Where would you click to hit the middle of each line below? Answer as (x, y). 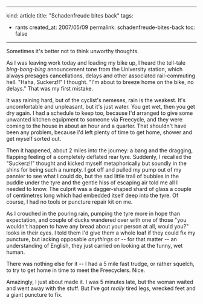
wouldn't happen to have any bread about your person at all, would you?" (98, 226)
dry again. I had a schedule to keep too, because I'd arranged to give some (100, 113)
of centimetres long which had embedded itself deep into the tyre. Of (92, 195)
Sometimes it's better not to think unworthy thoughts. (72, 51)
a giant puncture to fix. (34, 295)
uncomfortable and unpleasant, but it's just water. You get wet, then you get (101, 107)
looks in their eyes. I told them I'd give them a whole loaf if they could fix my (101, 233)
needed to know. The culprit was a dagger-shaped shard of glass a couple (99, 189)
